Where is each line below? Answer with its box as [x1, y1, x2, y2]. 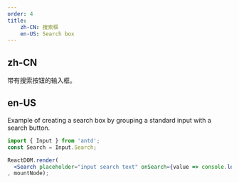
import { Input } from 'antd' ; [7, 137, 100, 144]
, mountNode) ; [7, 170, 50, 177]
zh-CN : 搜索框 [20, 23, 59, 30]
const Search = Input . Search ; [7, 143, 97, 151]
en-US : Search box [20, 30, 75, 38]
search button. [7, 123, 51, 132]
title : [7, 17, 27, 24]
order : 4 [7, 10, 33, 18]
